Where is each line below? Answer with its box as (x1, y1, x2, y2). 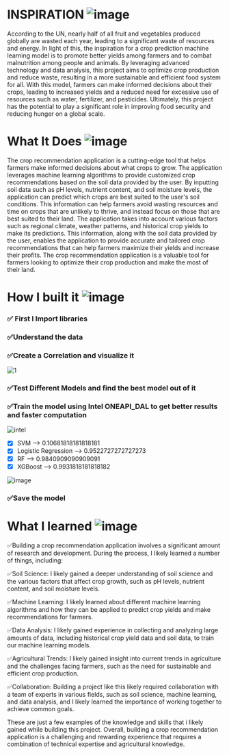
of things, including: (7, 556, 64, 565)
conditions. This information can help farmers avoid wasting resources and (7, 199, 219, 208)
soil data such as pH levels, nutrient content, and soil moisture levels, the (7, 185, 213, 193)
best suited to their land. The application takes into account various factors (7, 214, 218, 223)
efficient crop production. (7, 669, 79, 678)
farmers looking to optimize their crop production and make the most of (7, 258, 208, 267)
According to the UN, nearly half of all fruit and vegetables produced (7, 29, 200, 38)
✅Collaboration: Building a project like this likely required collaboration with (7, 682, 219, 691)
